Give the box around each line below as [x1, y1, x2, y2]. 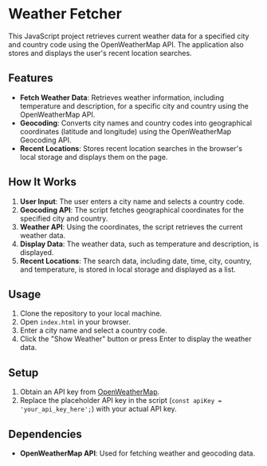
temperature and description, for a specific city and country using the [19, 101, 249, 110]
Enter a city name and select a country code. [19, 325, 167, 336]
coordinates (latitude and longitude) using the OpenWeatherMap [19, 126, 232, 136]
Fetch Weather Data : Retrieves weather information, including [19, 93, 225, 102]
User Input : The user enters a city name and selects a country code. [19, 197, 245, 206]
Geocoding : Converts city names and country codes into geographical [19, 117, 253, 128]
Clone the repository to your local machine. [19, 309, 162, 318]
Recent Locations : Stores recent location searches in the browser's [19, 143, 243, 153]
